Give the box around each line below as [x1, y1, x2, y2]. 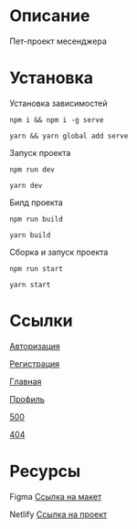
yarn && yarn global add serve [9, 131, 129, 140]
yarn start [9, 280, 51, 289]
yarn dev [9, 181, 43, 190]
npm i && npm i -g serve [9, 115, 104, 124]
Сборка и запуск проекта [9, 246, 109, 257]
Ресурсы [9, 462, 81, 482]
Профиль [9, 393, 46, 404]
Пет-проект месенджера [9, 36, 108, 47]
